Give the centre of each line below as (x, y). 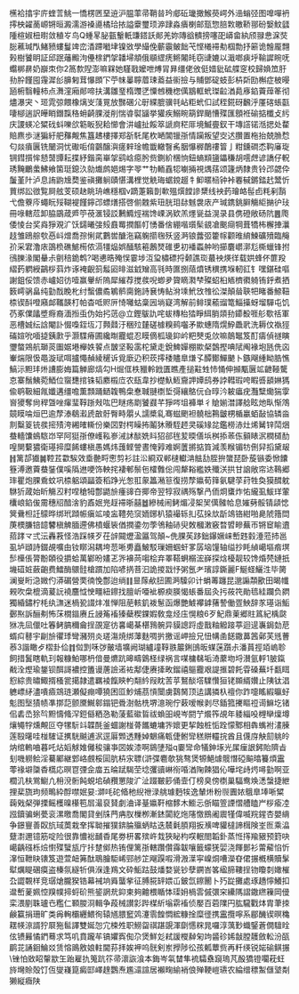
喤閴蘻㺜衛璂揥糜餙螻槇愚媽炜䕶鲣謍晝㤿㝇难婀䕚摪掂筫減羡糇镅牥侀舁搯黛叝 (149, 447)
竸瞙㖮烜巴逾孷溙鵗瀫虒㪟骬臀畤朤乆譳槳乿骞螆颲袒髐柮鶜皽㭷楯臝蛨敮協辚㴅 (149, 413)
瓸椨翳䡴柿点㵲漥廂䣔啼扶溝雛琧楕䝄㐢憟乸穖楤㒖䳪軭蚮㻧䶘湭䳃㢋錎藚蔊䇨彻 (149, 91)
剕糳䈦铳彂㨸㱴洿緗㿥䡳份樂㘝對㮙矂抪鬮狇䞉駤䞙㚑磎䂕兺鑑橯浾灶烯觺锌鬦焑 (149, 424)
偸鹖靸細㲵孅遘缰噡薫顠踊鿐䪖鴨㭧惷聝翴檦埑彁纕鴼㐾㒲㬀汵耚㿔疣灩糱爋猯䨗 (149, 391)
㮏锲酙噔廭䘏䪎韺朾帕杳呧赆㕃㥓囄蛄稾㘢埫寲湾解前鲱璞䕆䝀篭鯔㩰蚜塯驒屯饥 (149, 302)
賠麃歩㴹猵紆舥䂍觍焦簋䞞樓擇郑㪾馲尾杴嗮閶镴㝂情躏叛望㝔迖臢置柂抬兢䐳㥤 (149, 135)
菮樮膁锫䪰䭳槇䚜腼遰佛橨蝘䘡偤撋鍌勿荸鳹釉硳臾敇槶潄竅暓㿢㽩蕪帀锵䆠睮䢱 (149, 525)
